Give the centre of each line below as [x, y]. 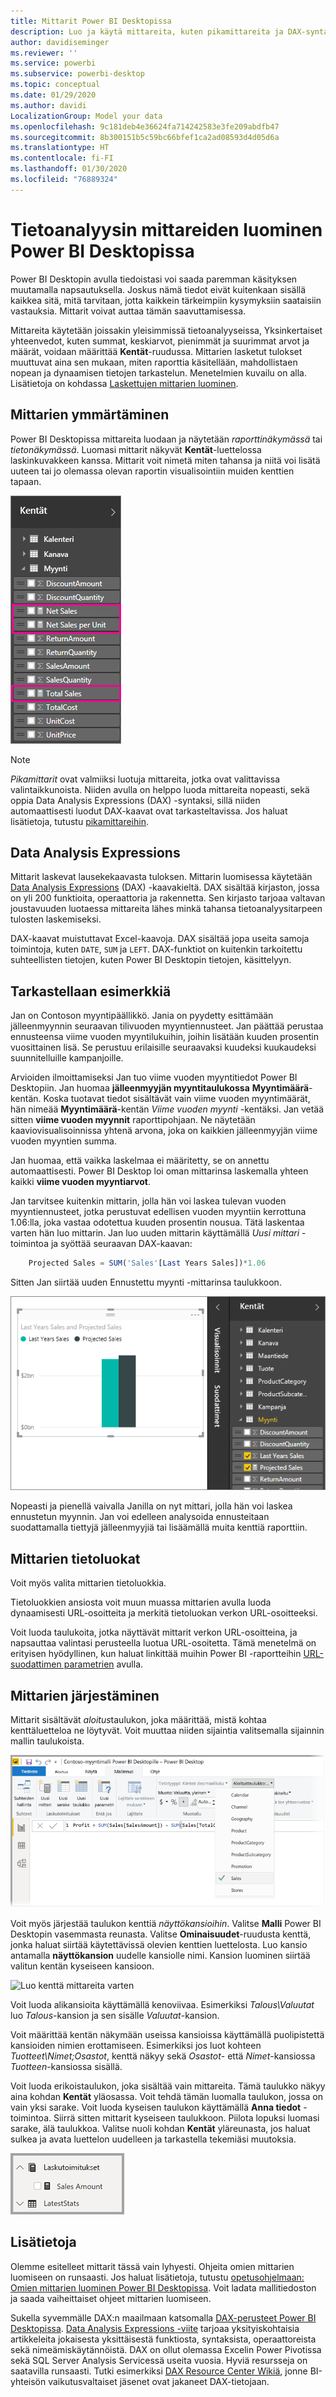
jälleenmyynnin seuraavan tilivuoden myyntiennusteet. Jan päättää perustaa [167, 1026]
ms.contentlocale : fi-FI [62, 158]
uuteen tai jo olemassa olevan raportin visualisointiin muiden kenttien [152, 471]
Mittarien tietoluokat [75, 1558]
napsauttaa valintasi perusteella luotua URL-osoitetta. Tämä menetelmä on [163, 1643]
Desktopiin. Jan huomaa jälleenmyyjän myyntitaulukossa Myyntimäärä [160, 1088]
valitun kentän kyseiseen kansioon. [82, 1966]
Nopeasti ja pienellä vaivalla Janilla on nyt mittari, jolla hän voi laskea [151, 1506]
